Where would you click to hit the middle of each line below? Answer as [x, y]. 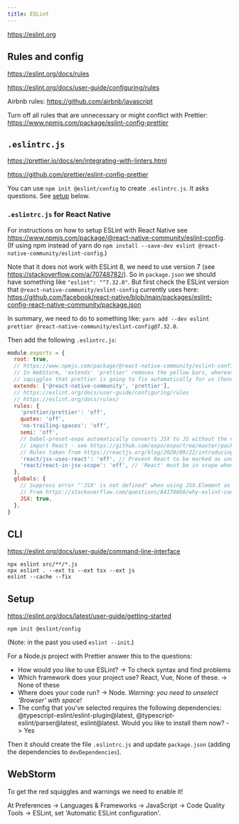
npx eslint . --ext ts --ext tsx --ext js [71, 571]
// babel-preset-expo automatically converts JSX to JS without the [124, 439]
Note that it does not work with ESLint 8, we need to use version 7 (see [111, 266]
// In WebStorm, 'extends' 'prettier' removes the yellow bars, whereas [124, 373]
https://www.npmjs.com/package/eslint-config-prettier [88, 123]
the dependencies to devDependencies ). [64, 752]
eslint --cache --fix [39, 577]
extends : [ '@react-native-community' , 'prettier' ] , [92, 386]
